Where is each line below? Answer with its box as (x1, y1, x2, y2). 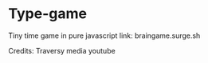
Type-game (8, 5, 88, 23)
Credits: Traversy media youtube (8, 46, 116, 55)
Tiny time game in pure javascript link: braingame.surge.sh (8, 31, 201, 40)
